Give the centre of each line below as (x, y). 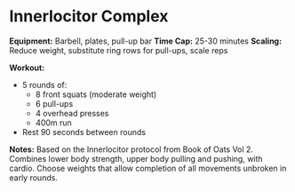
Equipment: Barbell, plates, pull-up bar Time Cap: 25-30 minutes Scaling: (146, 41)
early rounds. (33, 177)
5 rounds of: (44, 84)
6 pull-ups (54, 103)
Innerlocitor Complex (89, 16)
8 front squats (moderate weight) (96, 94)
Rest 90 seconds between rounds (84, 132)
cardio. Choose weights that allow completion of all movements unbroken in (148, 168)
